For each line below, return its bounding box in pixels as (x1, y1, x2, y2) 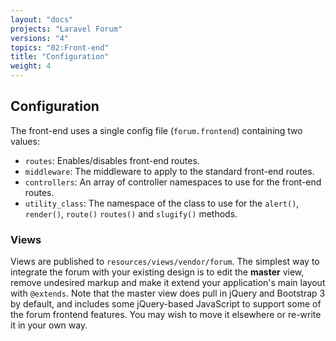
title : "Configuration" (10, 52, 110, 62)
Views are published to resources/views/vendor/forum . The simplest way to (10, 256, 320, 268)
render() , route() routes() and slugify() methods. (24, 207, 238, 220)
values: (10, 135, 40, 147)
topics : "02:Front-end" (10, 42, 110, 53)
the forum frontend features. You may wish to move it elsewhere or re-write (10, 309, 322, 321)
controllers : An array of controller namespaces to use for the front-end (24, 176, 322, 188)
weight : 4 (10, 61, 52, 71)
